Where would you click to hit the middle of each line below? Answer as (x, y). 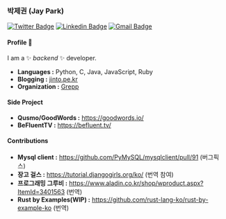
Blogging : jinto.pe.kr (48, 79)
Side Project (25, 103)
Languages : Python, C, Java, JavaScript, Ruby (85, 71)
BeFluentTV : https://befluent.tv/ (64, 125)
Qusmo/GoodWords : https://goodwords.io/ (80, 117)
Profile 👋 (20, 42)
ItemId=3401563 (41, 191)
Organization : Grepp (48, 86)
